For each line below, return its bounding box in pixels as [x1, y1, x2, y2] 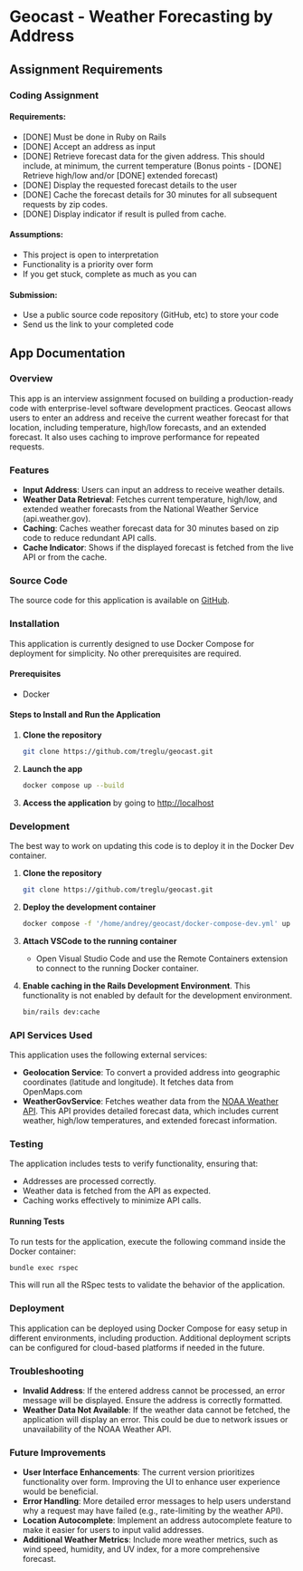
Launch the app [22, 763, 83, 774]
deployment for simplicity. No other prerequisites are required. [9, 648, 241, 659]
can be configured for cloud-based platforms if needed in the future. [9, 1342, 265, 1353]
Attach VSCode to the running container [22, 935, 177, 946]
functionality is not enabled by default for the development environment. [22, 989, 292, 1000]
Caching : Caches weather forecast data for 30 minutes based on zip [22, 523, 279, 534]
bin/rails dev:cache [22, 1007, 100, 1017]
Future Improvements [9, 1446, 107, 1459]
